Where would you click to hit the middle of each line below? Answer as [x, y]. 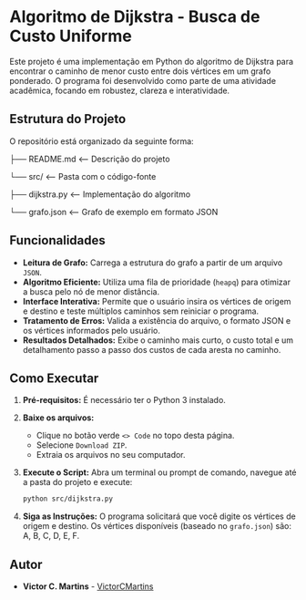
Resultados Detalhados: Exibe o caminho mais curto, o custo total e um [158, 340]
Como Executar [54, 378]
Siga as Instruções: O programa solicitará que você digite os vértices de [159, 516]
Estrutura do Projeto [68, 119]
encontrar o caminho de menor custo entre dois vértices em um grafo [140, 71]
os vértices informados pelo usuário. [92, 330]
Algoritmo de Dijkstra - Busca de [135, 17]
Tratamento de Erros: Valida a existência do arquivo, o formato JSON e [157, 320]
